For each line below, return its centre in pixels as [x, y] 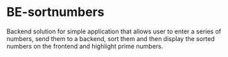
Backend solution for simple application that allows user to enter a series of [114, 31]
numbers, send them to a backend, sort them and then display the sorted [111, 38]
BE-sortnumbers [55, 12]
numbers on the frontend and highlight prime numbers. [85, 46]
